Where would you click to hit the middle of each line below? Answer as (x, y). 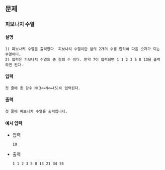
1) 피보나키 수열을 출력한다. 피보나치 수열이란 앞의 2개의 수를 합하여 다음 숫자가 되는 (82, 49)
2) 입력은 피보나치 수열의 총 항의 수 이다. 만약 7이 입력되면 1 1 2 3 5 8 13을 (78, 59)
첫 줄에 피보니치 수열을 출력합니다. (36, 111)
